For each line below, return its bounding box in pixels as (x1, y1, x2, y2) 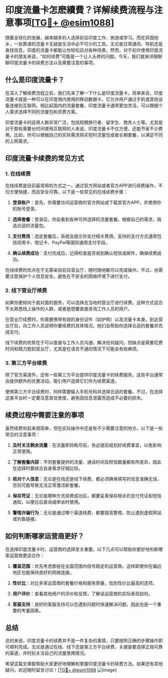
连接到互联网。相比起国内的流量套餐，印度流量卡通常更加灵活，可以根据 (9, 102, 158, 108)
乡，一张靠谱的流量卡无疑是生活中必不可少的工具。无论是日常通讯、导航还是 (5, 41, 163, 47)
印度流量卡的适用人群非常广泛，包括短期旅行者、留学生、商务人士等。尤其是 (5, 119, 163, 125)
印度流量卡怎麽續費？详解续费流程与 (5, 5, 154, 16)
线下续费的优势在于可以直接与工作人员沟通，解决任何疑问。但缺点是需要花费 (5, 339, 163, 345)
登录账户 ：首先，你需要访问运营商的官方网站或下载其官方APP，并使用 (12, 200, 157, 206)
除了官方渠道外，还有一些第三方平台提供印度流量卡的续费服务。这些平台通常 (5, 372, 163, 378)
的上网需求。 (5, 138, 31, 144)
